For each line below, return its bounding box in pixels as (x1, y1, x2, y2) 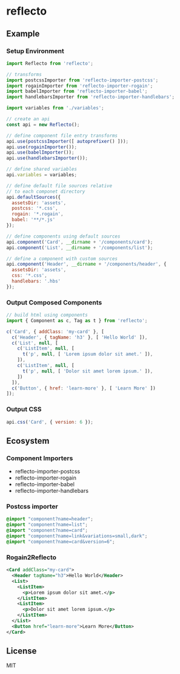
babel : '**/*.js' (12, 217, 56, 223)
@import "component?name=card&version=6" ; (6, 538, 115, 545)
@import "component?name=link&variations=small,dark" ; (6, 533, 148, 539)
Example (6, 29, 40, 39)
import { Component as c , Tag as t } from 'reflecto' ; (6, 317, 148, 323)
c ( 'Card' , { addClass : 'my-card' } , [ (6, 328, 104, 335)
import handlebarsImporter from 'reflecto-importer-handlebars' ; (6, 94, 175, 100)
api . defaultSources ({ (6, 194, 61, 200)
